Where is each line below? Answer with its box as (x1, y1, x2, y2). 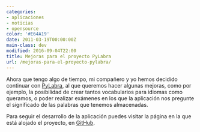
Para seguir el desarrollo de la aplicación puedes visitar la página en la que (6, 112, 192, 120)
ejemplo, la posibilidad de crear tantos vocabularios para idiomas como (6, 88, 183, 95)
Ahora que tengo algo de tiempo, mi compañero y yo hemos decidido (6, 76, 178, 83)
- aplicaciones (6, 14, 44, 20)
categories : (6, 8, 36, 15)
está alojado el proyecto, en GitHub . (6, 119, 95, 126)
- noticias (6, 20, 34, 26)
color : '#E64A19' (6, 31, 50, 37)
